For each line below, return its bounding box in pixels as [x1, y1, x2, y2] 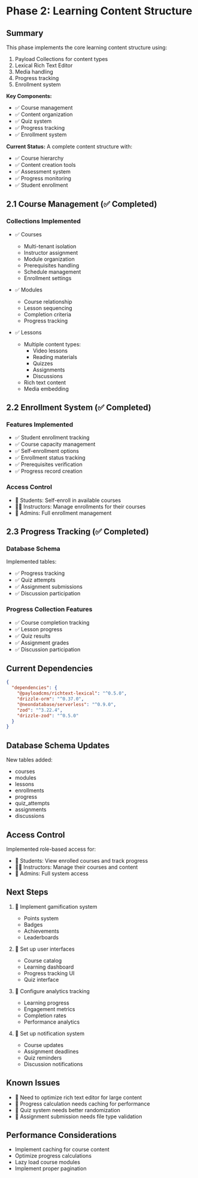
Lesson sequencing [23, 304, 73, 312]
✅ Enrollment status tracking [14, 454, 86, 461]
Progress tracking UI [23, 969, 75, 976]
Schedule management [23, 268, 81, 275]
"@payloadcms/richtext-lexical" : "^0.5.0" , [17, 690, 127, 696]
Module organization [23, 255, 75, 263]
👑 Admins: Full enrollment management [14, 509, 112, 516]
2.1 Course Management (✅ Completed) [6, 199, 157, 209]
